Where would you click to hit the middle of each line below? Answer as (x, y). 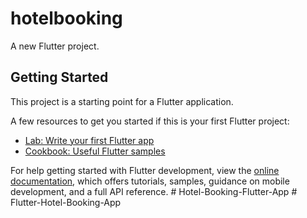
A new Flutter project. (55, 46)
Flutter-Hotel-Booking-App (66, 202)
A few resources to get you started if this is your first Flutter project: (150, 121)
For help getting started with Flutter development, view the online (145, 170)
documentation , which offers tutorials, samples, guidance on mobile (150, 181)
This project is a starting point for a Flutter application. (122, 101)
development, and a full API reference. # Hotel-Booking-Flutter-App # (154, 191)
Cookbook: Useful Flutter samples (95, 151)
